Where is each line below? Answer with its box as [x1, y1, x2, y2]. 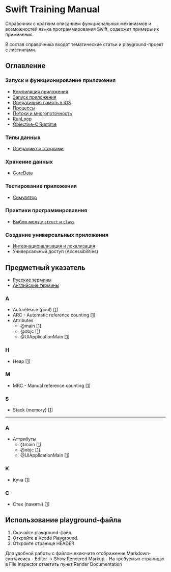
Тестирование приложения [5, 182, 77, 190]
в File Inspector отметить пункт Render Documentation [5, 561, 122, 567]
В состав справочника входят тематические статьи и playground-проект [5, 41, 164, 47]
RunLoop [12, 116, 32, 122]
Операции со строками [12, 145, 64, 151]
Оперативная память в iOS [12, 99, 71, 105]
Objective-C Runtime [12, 121, 57, 127]
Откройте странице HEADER [12, 540, 75, 546]
